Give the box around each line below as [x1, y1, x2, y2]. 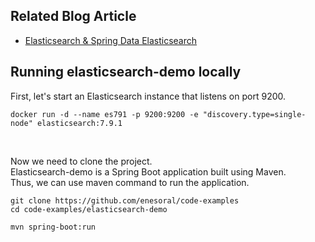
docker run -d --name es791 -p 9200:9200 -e [10, 109, 199, 119]
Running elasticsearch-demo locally [10, 64, 242, 81]
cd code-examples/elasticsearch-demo [10, 204, 168, 214]
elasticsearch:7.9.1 [36, 118, 123, 128]
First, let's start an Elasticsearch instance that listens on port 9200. [10, 90, 287, 102]
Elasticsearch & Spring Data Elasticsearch [24, 34, 198, 46]
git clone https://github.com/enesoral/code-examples [10, 195, 240, 206]
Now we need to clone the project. [10, 155, 153, 167]
